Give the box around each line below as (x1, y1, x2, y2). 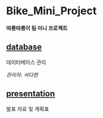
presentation (6, 89, 55, 99)
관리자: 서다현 (6, 71, 39, 78)
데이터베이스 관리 (6, 58, 46, 66)
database (6, 42, 42, 52)
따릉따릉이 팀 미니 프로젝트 (6, 24, 68, 31)
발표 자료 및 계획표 (6, 105, 49, 112)
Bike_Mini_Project (6, 4, 97, 18)
